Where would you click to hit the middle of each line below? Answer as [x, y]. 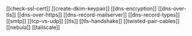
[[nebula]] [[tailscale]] [33, 27]
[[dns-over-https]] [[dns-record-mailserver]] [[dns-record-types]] [98, 15]
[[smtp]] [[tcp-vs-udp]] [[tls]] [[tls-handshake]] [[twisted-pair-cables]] [93, 21]
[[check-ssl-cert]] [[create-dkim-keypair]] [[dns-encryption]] [82, 9]
